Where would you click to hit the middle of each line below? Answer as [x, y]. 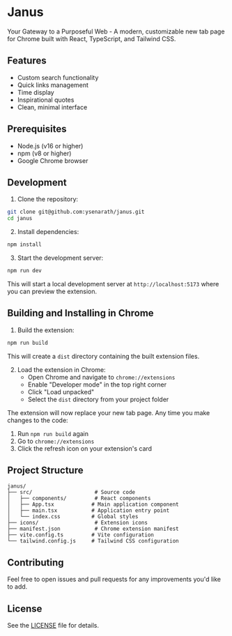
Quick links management [53, 85]
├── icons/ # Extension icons [78, 523]
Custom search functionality [58, 77]
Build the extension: [46, 330]
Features [27, 61]
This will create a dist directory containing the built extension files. [103, 356]
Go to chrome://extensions [56, 441]
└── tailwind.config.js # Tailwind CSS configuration [93, 541]
